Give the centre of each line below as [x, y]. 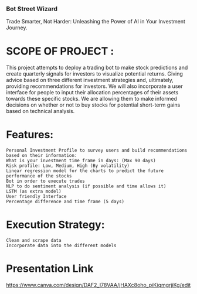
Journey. [17, 28]
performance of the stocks [39, 176]
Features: [30, 135]
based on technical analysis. [40, 111]
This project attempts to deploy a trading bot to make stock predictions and [97, 68]
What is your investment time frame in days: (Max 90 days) [81, 161]
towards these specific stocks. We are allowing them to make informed [92, 99]
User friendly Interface [36, 197]
